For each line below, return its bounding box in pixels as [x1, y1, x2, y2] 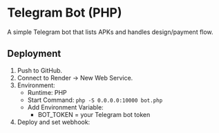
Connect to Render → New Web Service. [17, 73, 133, 82]
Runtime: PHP [27, 88, 67, 96]
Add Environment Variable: [27, 103, 104, 112]
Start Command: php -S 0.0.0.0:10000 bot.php [27, 96, 163, 104]
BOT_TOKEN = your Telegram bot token [37, 110, 151, 118]
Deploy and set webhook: [17, 118, 91, 126]
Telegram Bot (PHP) [7, 5, 122, 21]
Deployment [7, 48, 61, 60]
